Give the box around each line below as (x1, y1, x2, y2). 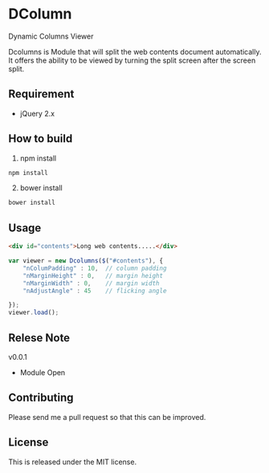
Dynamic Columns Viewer (8, 31, 94, 41)
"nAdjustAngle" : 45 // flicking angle (22, 287, 167, 295)
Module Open (19, 367, 66, 377)
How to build (8, 132, 73, 145)
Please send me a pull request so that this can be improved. (8, 412, 206, 422)
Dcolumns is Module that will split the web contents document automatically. (8, 47, 262, 56)
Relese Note (8, 331, 71, 345)
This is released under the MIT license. (8, 457, 137, 467)
